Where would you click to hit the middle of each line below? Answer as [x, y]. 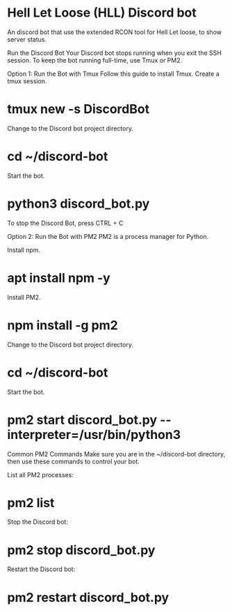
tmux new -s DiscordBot [78, 109]
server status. [27, 39]
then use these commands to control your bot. [74, 461]
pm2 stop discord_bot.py [81, 550]
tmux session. [27, 81]
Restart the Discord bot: [41, 569]
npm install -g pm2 [63, 325]
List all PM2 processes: [41, 474]
